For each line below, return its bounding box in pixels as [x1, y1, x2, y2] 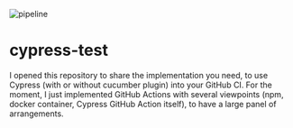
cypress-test [9, 41, 108, 60]
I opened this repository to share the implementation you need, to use [9, 69, 269, 80]
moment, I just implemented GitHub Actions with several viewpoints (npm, [9, 88, 284, 99]
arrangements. [9, 108, 65, 119]
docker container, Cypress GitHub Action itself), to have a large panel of [9, 98, 277, 109]
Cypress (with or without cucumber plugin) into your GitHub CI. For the [9, 79, 272, 90]
